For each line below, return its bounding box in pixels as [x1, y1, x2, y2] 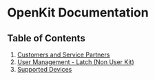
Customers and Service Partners [17, 50, 110, 59]
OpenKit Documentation [7, 5, 149, 21]
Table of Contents [7, 32, 86, 44]
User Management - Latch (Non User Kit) [17, 58, 134, 66]
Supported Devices [17, 66, 72, 73]
